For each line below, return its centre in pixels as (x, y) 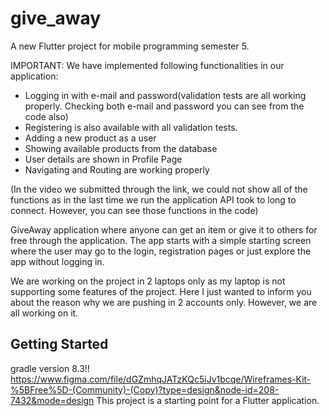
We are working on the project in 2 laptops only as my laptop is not (148, 281)
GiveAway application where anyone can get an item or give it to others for (164, 229)
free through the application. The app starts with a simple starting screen (161, 240)
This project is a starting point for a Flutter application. (208, 400)
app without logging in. (57, 261)
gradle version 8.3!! (50, 368)
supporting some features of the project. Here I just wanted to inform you (161, 291)
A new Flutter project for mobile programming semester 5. (130, 46)
